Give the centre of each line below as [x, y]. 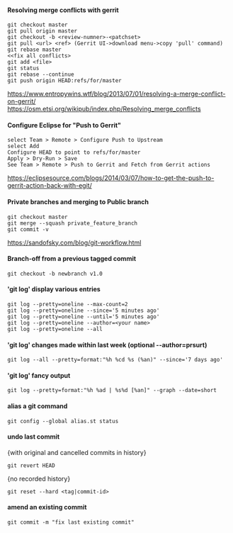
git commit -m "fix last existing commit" [71, 522]
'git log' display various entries [54, 289]
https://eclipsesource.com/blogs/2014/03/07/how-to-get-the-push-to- [111, 178]
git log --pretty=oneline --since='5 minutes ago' [84, 311]
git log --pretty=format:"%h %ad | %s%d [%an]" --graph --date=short [112, 391]
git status [23, 68]
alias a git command [38, 406]
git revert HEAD [31, 465]
